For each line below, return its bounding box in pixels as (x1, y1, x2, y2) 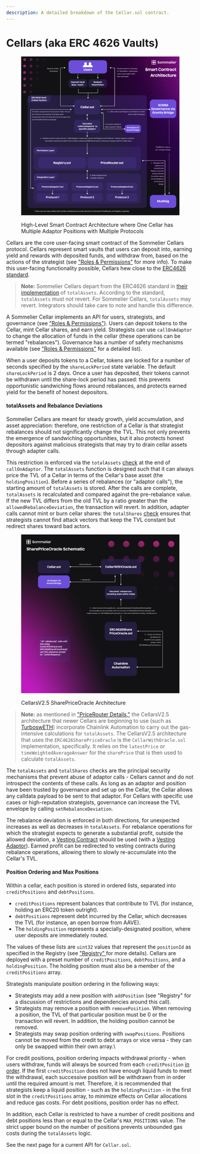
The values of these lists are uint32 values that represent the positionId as (6, 943, 192, 950)
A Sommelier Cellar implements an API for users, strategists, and (6, 313, 165, 320)
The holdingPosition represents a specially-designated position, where (14, 925, 191, 932)
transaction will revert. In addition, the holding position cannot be (14, 1017, 175, 1024)
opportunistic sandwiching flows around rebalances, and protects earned (6, 382, 187, 389)
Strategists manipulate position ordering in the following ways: (6, 980, 159, 988)
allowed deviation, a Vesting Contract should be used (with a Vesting (6, 835, 176, 843)
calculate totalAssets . (20, 755, 76, 762)
